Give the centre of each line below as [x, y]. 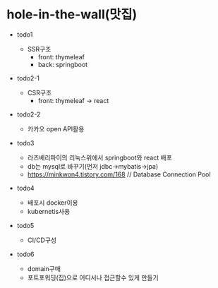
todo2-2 [29, 114]
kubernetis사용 [49, 211]
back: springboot [63, 64]
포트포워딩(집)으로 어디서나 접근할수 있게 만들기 [93, 277]
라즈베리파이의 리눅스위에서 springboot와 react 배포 [99, 157]
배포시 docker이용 [53, 203]
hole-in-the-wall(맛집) [72, 14]
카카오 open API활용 [56, 128]
